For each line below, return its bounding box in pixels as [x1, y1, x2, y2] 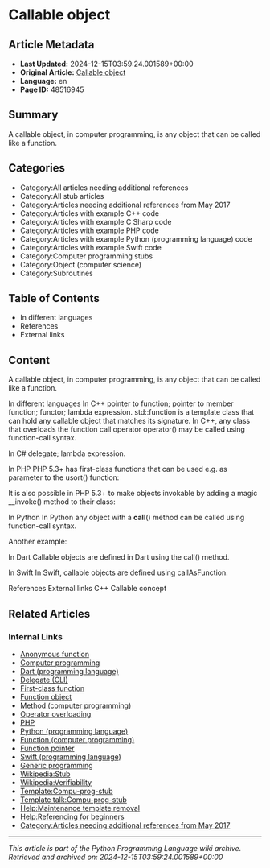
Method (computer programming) [19, 701, 132, 710]
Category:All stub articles [19, 191, 104, 200]
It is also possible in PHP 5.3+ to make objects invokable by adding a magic [8, 489, 258, 498]
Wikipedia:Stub [19, 769, 71, 779]
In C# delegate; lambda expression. [8, 448, 126, 458]
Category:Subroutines [19, 268, 94, 278]
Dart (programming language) [19, 666, 119, 676]
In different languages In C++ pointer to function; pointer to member [8, 399, 235, 408]
